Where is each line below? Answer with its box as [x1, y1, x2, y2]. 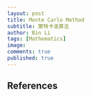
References [7, 80, 58, 92]
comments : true [7, 49, 51, 56]
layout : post [7, 10, 45, 17]
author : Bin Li [7, 29, 51, 36]
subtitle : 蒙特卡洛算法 [7, 23, 69, 29]
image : [7, 42, 26, 49]
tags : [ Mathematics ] [7, 36, 67, 43]
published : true [7, 55, 54, 62]
